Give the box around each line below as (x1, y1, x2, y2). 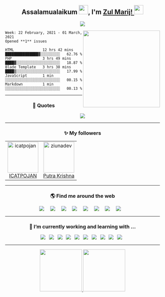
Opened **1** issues (5, 39, 48, 44)
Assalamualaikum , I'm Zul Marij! (21, 8, 133, 16)
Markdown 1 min (5, 81, 54, 86)
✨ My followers (63, 130, 102, 136)
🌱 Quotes (32, 102, 55, 108)
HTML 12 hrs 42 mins (5, 47, 74, 52)
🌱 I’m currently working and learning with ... (29, 223, 136, 230)
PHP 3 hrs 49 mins (5, 56, 71, 61)
